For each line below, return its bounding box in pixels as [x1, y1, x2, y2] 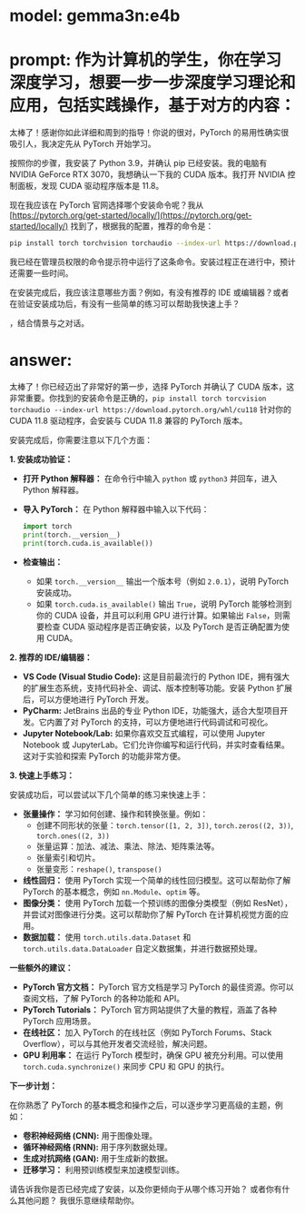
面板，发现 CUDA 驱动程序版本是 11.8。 [16, 181, 164, 192]
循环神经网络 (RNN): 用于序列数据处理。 [22, 1141, 172, 1152]
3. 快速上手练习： [9, 769, 75, 781]
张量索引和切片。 [35, 852, 101, 863]
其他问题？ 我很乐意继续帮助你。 [16, 1195, 139, 1206]
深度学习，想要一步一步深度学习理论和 [9, 73, 297, 94]
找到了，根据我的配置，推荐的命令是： [70, 221, 214, 232]
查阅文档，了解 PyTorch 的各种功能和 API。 [22, 992, 184, 1003]
